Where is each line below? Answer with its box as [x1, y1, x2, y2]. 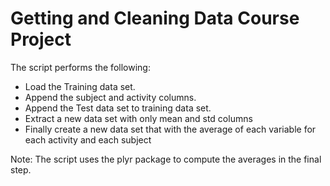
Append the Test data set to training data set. [24, 102, 212, 114]
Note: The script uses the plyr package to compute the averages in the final [10, 153, 322, 165]
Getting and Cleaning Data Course [10, 7, 300, 30]
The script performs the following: [10, 61, 151, 73]
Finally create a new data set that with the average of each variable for [24, 123, 317, 135]
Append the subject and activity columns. [24, 91, 197, 103]
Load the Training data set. [24, 80, 136, 92]
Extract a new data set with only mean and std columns [24, 112, 253, 124]
